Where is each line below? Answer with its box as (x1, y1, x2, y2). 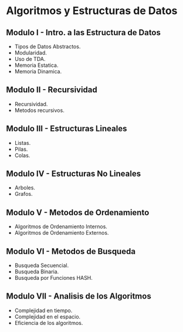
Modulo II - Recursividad (6, 85, 98, 95)
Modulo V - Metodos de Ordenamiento (6, 207, 150, 218)
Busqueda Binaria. (14, 268, 59, 275)
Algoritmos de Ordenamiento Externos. (14, 229, 109, 236)
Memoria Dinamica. (14, 68, 62, 74)
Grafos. (14, 191, 33, 198)
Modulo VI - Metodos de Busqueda (6, 246, 136, 256)
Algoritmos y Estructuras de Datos (6, 4, 178, 18)
